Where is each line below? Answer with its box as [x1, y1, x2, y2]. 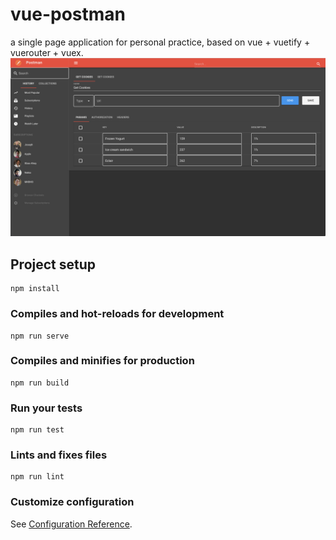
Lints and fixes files [10, 448, 108, 462]
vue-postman [10, 3, 126, 26]
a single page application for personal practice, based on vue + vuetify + [10, 36, 311, 48]
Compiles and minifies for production [10, 354, 195, 368]
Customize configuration [10, 495, 135, 509]
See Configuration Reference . [10, 518, 133, 530]
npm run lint [10, 472, 65, 482]
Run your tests [10, 401, 83, 415]
